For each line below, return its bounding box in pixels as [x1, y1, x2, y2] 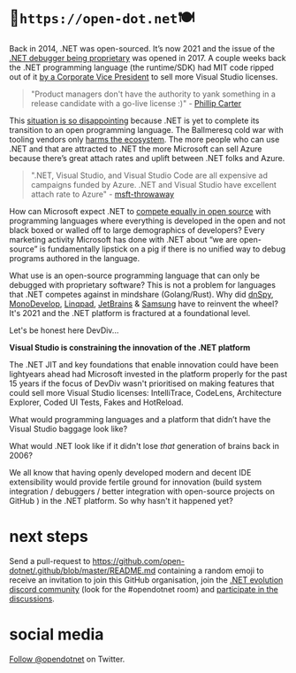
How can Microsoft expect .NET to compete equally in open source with [9, 205, 271, 216]
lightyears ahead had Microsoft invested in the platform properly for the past [9, 368, 288, 379]
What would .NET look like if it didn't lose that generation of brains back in [9, 440, 280, 451]
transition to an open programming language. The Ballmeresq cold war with [9, 124, 285, 135]
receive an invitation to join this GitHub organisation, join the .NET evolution [9, 574, 284, 585]
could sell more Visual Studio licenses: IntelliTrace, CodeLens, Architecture [9, 387, 283, 398]
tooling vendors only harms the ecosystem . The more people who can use [9, 134, 280, 144]
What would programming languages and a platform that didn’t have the [9, 414, 271, 424]
